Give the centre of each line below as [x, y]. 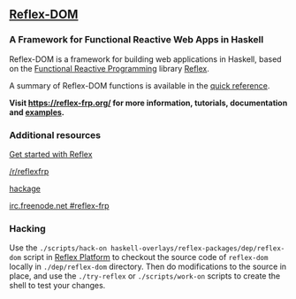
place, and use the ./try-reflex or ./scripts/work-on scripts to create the [145, 276]
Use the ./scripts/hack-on [58, 248]
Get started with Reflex [51, 154]
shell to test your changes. [57, 286]
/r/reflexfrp [29, 171]
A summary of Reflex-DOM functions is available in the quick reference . [140, 85]
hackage [25, 188]
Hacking [27, 228]
